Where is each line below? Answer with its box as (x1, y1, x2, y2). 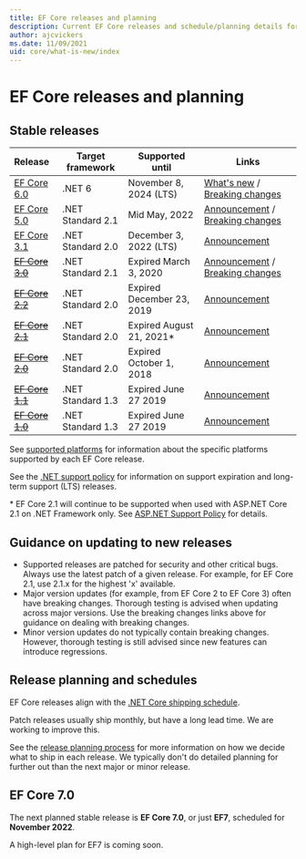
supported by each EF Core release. (9, 453, 146, 465)
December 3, (127, 229, 184, 242)
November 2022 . (9, 822, 76, 833)
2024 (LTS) (127, 188, 178, 201)
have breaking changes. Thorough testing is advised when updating (22, 597, 279, 608)
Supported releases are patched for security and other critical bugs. (22, 558, 279, 570)
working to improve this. (9, 724, 100, 735)
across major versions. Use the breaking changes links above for (22, 607, 267, 618)
